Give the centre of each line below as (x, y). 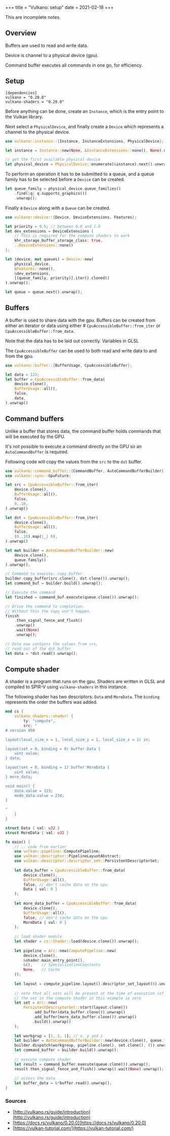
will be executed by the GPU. (35, 436)
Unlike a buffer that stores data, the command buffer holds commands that (83, 431)
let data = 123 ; (22, 374)
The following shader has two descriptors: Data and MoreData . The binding (82, 697)
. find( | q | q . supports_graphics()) (51, 193)
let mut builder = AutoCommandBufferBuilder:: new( (60, 550)
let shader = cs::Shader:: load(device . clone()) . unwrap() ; (77, 941)
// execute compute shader (43, 1059)
